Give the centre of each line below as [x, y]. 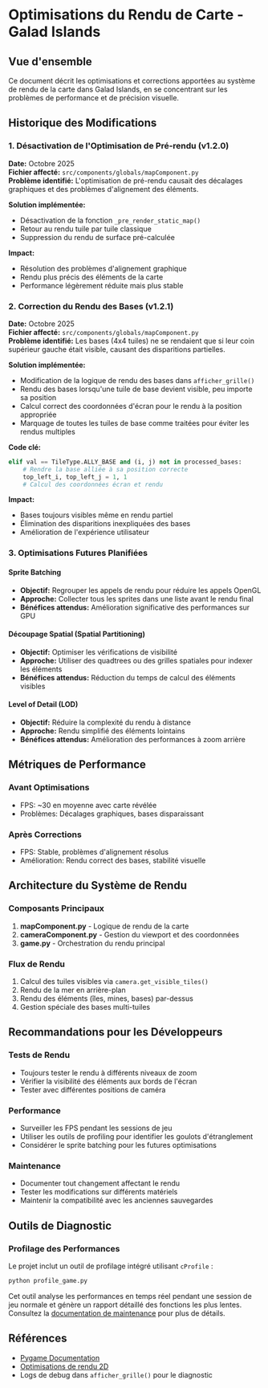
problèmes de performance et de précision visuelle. [93, 98]
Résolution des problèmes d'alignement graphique [103, 268]
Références [38, 1339]
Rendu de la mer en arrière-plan [73, 990]
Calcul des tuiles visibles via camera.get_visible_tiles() [114, 981]
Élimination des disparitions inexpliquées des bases [105, 524]
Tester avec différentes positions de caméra [93, 1089]
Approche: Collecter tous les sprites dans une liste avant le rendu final [137, 598]
